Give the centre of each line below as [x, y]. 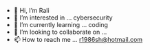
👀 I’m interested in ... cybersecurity [63, 18]
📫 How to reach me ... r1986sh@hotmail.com [78, 40]
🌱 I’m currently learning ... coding [61, 25]
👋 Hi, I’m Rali [31, 10]
